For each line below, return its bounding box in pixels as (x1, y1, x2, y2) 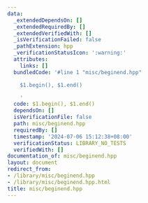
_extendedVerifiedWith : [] (13, 29, 92, 37)
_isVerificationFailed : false (13, 36, 101, 43)
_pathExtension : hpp (13, 43, 73, 50)
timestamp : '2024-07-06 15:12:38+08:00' (13, 133, 133, 140)
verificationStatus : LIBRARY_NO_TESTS (13, 139, 127, 147)
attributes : (13, 56, 49, 63)
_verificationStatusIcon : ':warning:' (13, 50, 127, 57)
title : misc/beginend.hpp (7, 185, 82, 192)
